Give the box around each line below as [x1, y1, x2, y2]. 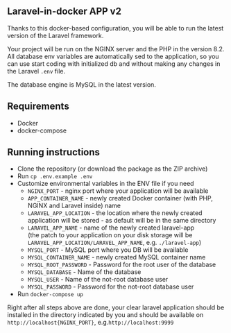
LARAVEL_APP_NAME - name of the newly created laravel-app [27, 223, 195, 232]
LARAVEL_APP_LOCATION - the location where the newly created [27, 209, 203, 217]
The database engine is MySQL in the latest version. [7, 80, 156, 89]
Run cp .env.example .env [17, 172, 93, 180]
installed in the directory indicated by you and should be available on [7, 311, 204, 319]
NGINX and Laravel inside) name [27, 201, 121, 210]
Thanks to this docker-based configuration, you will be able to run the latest [7, 24, 224, 32]
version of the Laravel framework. [7, 31, 104, 40]
